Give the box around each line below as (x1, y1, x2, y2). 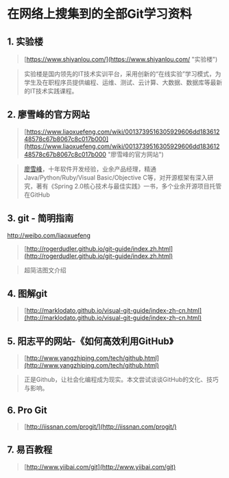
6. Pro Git (7, 404, 47, 416)
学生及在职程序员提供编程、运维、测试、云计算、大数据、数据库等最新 (23, 78, 223, 86)
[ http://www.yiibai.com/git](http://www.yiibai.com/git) (23, 462, 176, 470)
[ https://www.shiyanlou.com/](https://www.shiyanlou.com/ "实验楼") (23, 56, 218, 63)
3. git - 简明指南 (7, 213, 74, 224)
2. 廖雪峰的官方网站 (7, 109, 91, 121)
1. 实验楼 (7, 36, 43, 47)
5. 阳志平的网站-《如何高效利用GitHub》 (7, 335, 173, 347)
